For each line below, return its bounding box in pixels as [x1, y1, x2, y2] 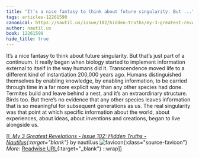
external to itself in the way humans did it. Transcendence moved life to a [6, 65, 185, 71]
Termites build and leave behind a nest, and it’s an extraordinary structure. [6, 90, 188, 97]
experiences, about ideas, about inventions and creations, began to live [6, 115, 181, 121]
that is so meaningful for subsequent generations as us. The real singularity [6, 103, 191, 109]
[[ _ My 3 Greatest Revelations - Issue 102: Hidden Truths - [6, 133, 147, 139]
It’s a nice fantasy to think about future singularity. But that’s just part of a [6, 52, 185, 59]
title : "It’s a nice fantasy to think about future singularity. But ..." [6, 8, 195, 15]
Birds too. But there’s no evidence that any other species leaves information [6, 96, 191, 103]
